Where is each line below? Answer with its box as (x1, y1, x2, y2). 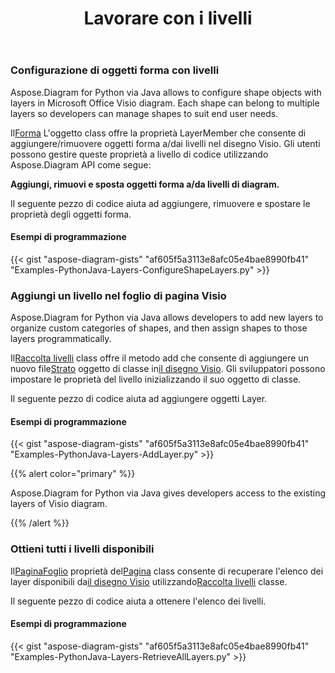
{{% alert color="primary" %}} (10, 468, 136, 480)
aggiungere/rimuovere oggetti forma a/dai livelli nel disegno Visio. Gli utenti (10, 137, 321, 149)
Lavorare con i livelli (83, 7, 253, 30)
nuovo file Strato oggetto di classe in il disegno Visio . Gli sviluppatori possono (10, 363, 326, 375)
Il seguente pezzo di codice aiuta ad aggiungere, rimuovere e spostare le (10, 197, 311, 209)
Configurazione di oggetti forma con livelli (10, 63, 220, 77)
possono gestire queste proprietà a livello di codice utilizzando (10, 148, 269, 160)
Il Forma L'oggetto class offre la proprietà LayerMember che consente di (10, 127, 307, 139)
